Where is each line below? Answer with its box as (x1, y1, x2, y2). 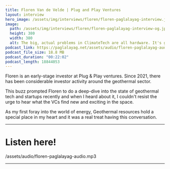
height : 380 (10, 31, 35, 36)
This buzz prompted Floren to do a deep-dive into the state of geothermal (5, 88, 159, 94)
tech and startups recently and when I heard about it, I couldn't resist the (5, 94, 157, 100)
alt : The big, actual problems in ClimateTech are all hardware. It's (10, 40, 162, 46)
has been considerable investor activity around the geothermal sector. (5, 78, 152, 85)
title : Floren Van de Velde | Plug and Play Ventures (5, 7, 121, 13)
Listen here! (5, 137, 57, 148)
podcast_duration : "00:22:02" (5, 54, 69, 60)
